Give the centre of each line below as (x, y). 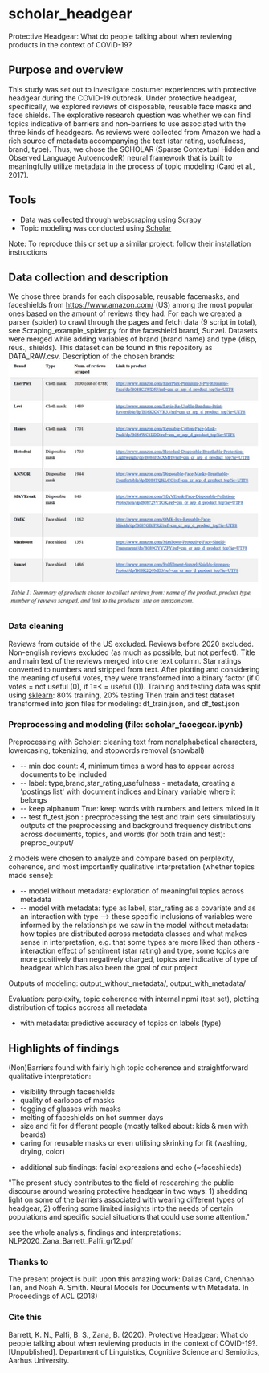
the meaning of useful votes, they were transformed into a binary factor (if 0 (134, 678)
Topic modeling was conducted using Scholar (96, 228)
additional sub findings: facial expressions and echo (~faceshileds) (131, 1167)
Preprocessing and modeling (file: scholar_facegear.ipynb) (126, 724)
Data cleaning (36, 626)
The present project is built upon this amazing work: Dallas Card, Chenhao (131, 1279)
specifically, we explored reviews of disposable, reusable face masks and (130, 106)
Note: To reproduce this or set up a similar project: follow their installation (130, 243)
